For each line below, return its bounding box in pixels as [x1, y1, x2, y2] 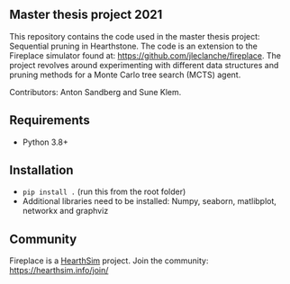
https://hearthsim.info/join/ [9, 265, 109, 276]
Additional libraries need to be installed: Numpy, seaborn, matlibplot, [22, 196, 277, 207]
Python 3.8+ [22, 137, 69, 147]
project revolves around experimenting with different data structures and [9, 59, 279, 70]
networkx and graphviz [22, 206, 109, 217]
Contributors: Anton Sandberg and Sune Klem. [9, 86, 182, 97]
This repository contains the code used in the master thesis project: [9, 31, 260, 41]
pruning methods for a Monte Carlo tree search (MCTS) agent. [9, 69, 241, 80]
